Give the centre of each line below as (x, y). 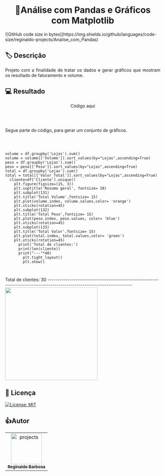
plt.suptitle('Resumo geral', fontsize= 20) (60, 188)
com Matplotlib (83, 20)
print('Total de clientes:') (48, 244)
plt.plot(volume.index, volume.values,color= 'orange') (73, 201)
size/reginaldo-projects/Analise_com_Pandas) (52, 40)
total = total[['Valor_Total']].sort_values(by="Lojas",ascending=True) (81, 175)
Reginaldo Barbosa (27, 467)
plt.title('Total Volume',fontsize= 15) (56, 197)
